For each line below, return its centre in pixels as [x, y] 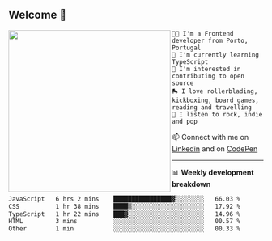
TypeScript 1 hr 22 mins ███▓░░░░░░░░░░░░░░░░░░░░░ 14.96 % [125, 214]
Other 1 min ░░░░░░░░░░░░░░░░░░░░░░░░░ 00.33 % [125, 229]
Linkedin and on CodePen [215, 148]
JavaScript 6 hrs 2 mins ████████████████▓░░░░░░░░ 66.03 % [125, 199]
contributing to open [208, 76]
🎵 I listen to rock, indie [217, 114]
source [183, 83]
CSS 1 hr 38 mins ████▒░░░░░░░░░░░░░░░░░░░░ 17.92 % [125, 206]
